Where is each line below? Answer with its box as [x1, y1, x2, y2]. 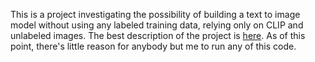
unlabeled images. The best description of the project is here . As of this [10, 30, 306, 41]
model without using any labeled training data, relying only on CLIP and [10, 19, 304, 31]
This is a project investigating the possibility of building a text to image [10, 9, 301, 20]
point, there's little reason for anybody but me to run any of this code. [10, 40, 297, 52]
